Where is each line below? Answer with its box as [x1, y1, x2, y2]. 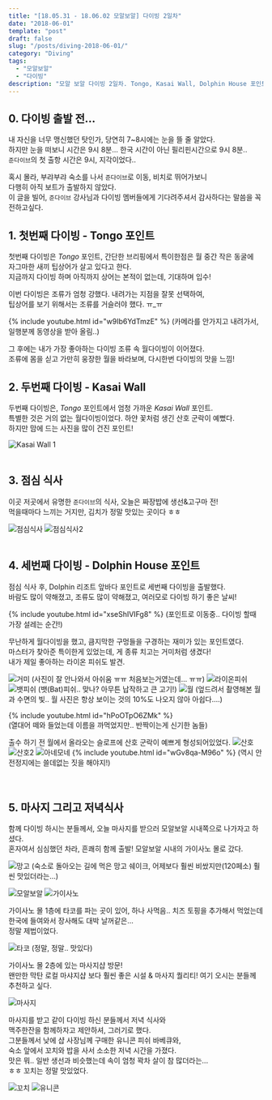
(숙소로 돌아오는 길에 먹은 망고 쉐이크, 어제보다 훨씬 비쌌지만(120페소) [31, 861, 253, 871]
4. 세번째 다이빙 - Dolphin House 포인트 [8, 559, 201, 572]
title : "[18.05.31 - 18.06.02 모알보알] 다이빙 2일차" [8, 11, 182, 20]
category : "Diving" [8, 49, 74, 58]
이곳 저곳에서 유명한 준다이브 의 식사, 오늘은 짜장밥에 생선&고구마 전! [8, 496, 219, 507]
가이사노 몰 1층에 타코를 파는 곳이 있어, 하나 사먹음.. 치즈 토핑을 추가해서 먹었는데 [8, 905, 263, 916]
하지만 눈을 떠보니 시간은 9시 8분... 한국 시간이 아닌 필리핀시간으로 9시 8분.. [8, 145, 248, 155]
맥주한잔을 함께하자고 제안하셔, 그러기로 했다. [8, 1025, 151, 1035]
